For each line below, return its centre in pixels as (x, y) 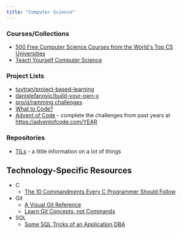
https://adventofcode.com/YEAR (56, 122)
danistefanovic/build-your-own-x (57, 96)
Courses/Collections (38, 33)
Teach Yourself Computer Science (59, 60)
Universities (30, 53)
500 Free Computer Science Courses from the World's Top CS (94, 47)
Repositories (26, 138)
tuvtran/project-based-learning (55, 89)
